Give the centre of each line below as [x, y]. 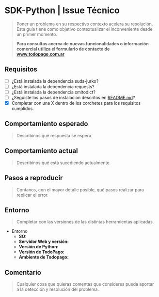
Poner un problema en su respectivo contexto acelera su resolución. [85, 24]
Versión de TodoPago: [42, 252]
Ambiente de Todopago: [44, 257]
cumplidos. [23, 109]
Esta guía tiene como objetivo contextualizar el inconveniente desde [85, 29]
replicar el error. [32, 195]
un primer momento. [37, 34]
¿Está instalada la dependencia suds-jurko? [55, 81]
